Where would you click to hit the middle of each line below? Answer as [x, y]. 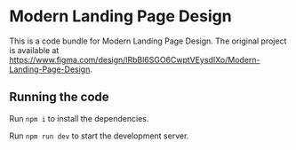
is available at [34, 50]
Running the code [59, 97]
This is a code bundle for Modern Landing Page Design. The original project [148, 41]
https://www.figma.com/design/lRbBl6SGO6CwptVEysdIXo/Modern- [135, 59]
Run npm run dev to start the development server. [99, 136]
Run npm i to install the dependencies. [79, 118]
